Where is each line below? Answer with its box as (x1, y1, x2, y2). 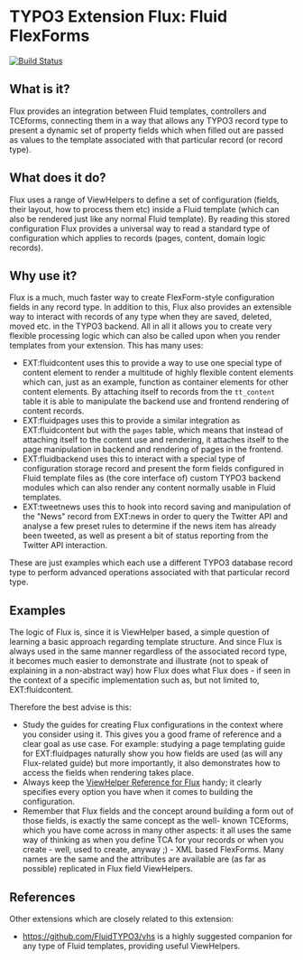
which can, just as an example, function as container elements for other (22, 377, 289, 387)
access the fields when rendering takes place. (22, 768, 194, 778)
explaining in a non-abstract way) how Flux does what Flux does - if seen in (9, 666, 291, 676)
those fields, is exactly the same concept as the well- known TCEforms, (22, 816, 289, 826)
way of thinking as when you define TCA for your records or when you (22, 834, 284, 845)
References (9, 890, 76, 905)
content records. (22, 405, 85, 416)
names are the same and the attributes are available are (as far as (22, 853, 267, 864)
